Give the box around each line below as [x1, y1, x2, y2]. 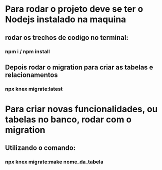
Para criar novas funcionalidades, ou [5, 104, 158, 115]
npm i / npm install [5, 48, 50, 55]
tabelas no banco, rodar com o [5, 114, 132, 125]
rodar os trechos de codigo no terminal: [5, 33, 129, 42]
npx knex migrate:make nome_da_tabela [5, 158, 104, 165]
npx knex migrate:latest [5, 85, 63, 92]
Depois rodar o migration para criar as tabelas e [5, 63, 154, 72]
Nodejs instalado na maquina [5, 14, 126, 25]
